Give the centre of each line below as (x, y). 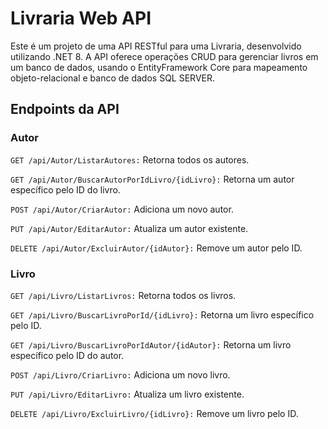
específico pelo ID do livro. (65, 189)
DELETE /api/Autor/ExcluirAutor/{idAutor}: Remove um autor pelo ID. (156, 248)
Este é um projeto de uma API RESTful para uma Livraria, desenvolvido (156, 46)
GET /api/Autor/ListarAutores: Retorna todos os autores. (130, 159)
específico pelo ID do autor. (67, 355)
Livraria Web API (81, 18)
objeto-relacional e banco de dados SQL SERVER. (112, 78)
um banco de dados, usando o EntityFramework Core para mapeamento (159, 67)
